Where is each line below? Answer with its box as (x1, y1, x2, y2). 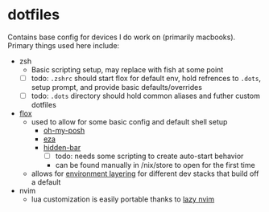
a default (31, 177, 61, 187)
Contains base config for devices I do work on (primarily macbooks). (7, 32, 236, 42)
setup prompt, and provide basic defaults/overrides (31, 83, 203, 92)
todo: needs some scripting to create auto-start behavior (55, 151, 244, 161)
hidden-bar (43, 143, 81, 153)
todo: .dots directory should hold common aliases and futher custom (31, 91, 261, 100)
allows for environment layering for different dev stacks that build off (31, 169, 259, 178)
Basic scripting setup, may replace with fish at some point (31, 64, 224, 74)
